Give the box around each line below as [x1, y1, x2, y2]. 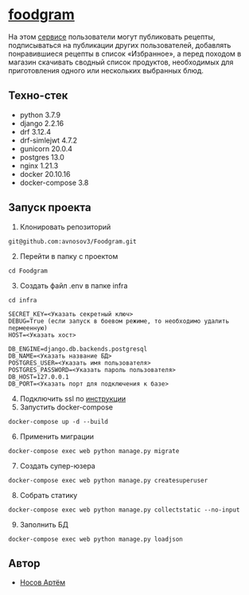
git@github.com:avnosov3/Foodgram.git [8, 237, 137, 245]
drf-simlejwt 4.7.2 [19, 135, 78, 145]
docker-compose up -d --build [8, 417, 109, 425]
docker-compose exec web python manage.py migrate [8, 447, 180, 455]
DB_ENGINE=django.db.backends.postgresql [8, 345, 148, 353]
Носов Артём [19, 577, 66, 587]
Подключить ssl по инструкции [19, 393, 126, 403]
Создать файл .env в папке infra [19, 280, 128, 290]
